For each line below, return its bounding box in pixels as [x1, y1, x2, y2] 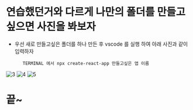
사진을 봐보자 [36, 20, 96, 33]
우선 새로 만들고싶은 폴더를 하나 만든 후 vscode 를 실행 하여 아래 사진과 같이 [14, 40, 188, 47]
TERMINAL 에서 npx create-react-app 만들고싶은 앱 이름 [22, 60, 149, 66]
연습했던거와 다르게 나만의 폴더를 [6, 5, 155, 19]
